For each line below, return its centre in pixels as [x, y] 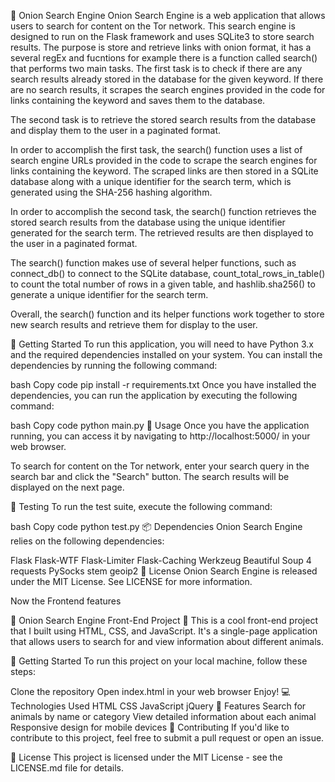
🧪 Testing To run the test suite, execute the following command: [141, 506]
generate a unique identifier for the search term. [109, 294]
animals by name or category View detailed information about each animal [163, 716]
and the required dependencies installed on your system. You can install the [166, 354]
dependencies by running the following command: [114, 365]
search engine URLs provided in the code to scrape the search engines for [164, 160]
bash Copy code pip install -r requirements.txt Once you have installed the [163, 384]
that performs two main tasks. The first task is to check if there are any [156, 68]
